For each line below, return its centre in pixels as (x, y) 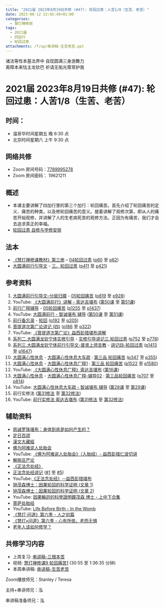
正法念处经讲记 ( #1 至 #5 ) (38, 472)
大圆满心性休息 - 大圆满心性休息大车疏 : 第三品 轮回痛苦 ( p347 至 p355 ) (85, 357)
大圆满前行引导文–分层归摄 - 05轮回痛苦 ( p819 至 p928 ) (69, 295)
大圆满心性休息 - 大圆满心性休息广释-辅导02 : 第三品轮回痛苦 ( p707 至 (83, 376)
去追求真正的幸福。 (32, 224)
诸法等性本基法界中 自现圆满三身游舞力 (45, 61)
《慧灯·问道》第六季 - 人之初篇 (44, 514)
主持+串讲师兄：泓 (24, 590)
